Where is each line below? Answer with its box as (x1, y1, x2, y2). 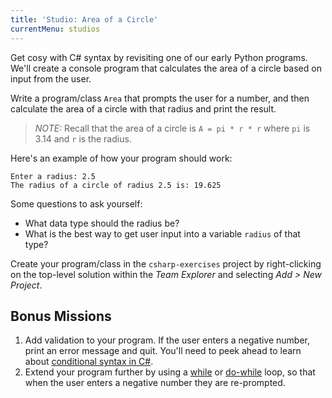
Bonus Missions (10, 307, 112, 325)
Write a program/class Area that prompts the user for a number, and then (10, 92, 310, 104)
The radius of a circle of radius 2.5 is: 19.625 (10, 180, 222, 190)
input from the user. (10, 72, 92, 85)
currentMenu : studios (10, 24, 101, 34)
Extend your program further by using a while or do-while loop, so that (24, 366, 316, 378)
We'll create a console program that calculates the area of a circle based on (10, 62, 322, 74)
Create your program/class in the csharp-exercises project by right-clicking (10, 257, 322, 270)
